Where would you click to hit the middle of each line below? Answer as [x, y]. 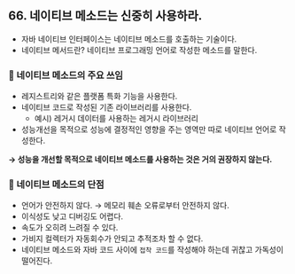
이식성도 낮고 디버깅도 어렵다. [72, 216]
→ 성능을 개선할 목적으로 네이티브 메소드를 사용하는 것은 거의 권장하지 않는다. [140, 160]
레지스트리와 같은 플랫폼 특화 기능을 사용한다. [99, 97]
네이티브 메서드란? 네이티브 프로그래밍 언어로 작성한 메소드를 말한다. [139, 50]
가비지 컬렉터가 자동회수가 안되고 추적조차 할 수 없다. [112, 239]
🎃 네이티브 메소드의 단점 [56, 184]
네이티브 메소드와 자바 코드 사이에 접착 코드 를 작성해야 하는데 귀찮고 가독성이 [152, 250]
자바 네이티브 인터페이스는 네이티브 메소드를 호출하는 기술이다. [129, 39]
